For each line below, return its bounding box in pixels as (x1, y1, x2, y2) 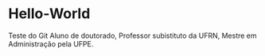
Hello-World (8, 5, 91, 23)
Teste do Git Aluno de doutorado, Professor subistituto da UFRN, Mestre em (8, 31, 257, 40)
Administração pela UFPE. (8, 39, 94, 48)
